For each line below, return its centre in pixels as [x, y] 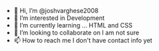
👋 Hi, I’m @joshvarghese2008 [56, 11]
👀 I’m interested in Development [59, 18]
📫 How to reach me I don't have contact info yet [83, 40]
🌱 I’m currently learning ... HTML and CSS [73, 25]
